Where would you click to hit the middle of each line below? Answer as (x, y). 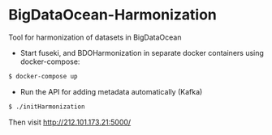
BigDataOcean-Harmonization (112, 15)
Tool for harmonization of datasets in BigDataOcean (95, 37)
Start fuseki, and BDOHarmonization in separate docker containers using (142, 53)
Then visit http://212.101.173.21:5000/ (70, 122)
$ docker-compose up (43, 76)
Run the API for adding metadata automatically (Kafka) (111, 91)
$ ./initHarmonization (47, 107)
